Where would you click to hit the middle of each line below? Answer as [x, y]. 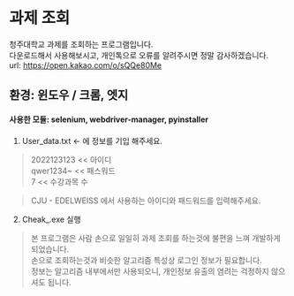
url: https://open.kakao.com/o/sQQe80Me [86, 65]
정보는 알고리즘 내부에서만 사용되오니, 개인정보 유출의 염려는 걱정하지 [150, 271]
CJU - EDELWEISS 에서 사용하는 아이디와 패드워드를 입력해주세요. [146, 201]
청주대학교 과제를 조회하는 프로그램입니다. [81, 44]
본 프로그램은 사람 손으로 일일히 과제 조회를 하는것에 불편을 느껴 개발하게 [155, 238]
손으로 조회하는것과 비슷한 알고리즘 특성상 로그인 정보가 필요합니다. [146, 260]
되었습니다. [50, 249]
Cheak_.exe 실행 [51, 219]
